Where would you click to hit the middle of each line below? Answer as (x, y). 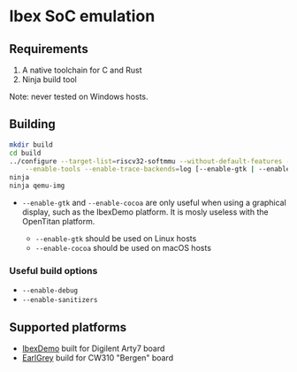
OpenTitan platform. (58, 222)
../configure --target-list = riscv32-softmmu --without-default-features (146, 161)
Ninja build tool (49, 80)
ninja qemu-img (37, 186)
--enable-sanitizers (60, 300)
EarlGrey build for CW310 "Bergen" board (98, 358)
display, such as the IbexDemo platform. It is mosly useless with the (145, 212)
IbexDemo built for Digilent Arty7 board (93, 349)
